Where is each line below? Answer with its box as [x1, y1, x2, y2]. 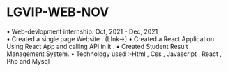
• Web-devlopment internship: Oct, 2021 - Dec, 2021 [6, 27, 158, 36]
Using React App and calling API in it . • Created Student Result [6, 42, 189, 50]
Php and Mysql [6, 57, 50, 65]
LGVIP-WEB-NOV [6, 4, 109, 20]
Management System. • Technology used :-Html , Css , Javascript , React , [6, 50, 222, 58]
